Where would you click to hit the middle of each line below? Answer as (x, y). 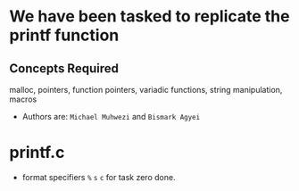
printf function (64, 35)
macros (23, 99)
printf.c (37, 153)
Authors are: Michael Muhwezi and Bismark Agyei (111, 116)
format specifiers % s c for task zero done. (99, 177)
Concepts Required (64, 68)
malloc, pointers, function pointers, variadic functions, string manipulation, (146, 90)
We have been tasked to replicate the (149, 17)
